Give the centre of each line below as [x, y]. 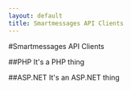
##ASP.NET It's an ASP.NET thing [64, 77]
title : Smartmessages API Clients [66, 23]
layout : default [35, 16]
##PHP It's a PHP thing [47, 62]
